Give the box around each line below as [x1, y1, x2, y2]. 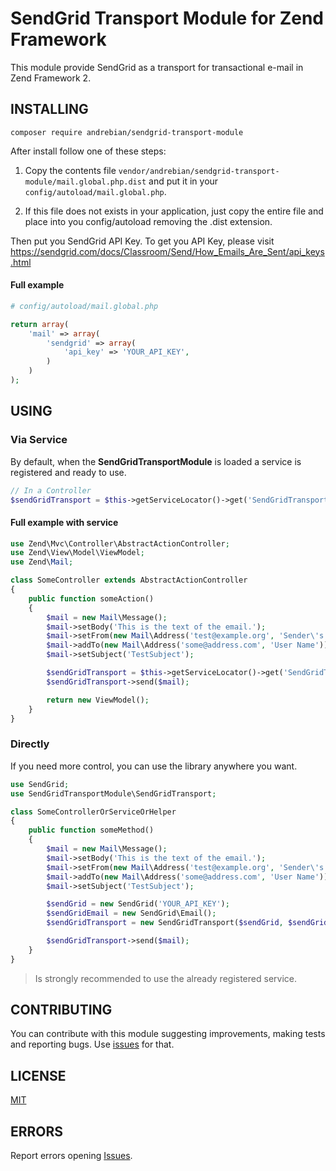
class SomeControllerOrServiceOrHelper [10, 807, 177, 817]
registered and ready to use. [10, 466, 127, 478]
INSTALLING [10, 101, 89, 118]
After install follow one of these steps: [10, 145, 167, 157]
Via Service [10, 433, 68, 447]
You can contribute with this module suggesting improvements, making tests [10, 1028, 326, 1040]
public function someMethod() [28, 825, 155, 836]
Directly [10, 737, 50, 751]
